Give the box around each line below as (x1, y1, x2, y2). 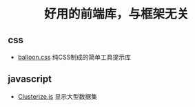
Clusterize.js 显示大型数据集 (17, 92, 97, 100)
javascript (8, 73, 52, 85)
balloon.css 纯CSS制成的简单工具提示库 (17, 53, 132, 61)
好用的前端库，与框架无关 (43, 6, 189, 22)
